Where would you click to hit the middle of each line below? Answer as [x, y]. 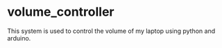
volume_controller [61, 12]
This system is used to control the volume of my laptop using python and [111, 31]
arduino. [19, 38]
